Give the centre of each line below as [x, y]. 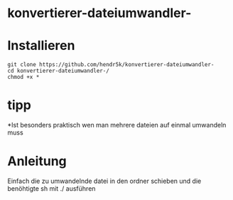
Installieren [41, 46]
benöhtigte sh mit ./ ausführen [52, 189]
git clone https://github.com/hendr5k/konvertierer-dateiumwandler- [111, 65]
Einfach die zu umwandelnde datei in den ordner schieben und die [104, 181]
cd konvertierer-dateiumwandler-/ [59, 71]
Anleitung [37, 161]
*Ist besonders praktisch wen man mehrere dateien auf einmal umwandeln [117, 125]
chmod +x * [23, 77]
